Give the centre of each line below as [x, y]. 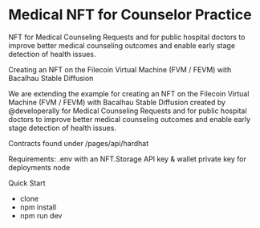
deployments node [39, 167]
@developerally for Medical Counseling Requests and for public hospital [128, 111]
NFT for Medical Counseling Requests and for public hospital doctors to [127, 37]
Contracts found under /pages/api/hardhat [79, 143]
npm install [38, 207]
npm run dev [41, 215]
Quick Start [27, 183]
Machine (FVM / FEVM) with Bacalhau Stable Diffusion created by [117, 102]
